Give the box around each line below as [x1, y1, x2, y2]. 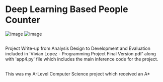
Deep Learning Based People [5, 4, 128, 15]
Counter [5, 14, 40, 26]
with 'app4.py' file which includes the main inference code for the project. [5, 56, 158, 62]
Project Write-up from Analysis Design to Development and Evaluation [5, 45, 151, 51]
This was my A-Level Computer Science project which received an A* [5, 70, 150, 76]
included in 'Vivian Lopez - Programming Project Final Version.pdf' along [5, 51, 156, 57]
